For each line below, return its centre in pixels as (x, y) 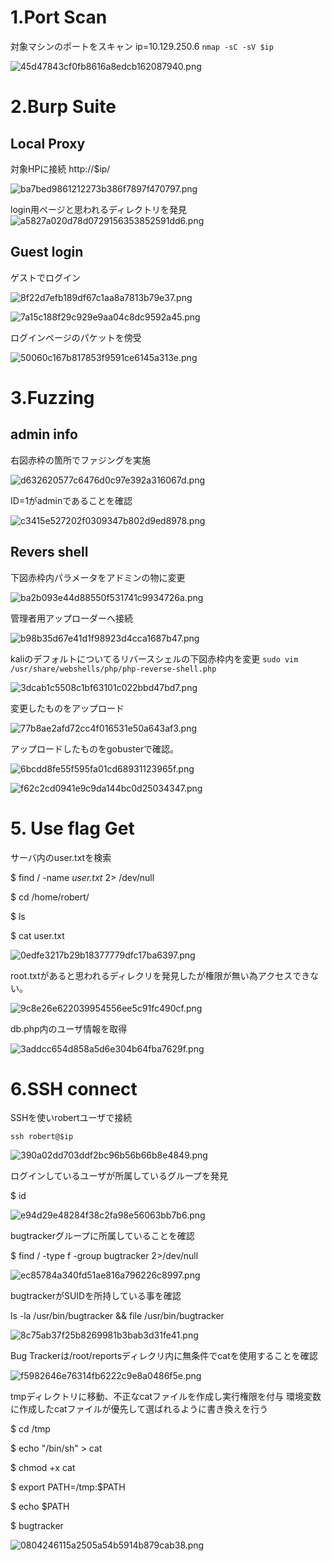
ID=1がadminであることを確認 (71, 500)
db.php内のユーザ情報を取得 (69, 1028)
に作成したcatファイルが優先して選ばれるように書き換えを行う (139, 1409)
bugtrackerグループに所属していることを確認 (102, 1236)
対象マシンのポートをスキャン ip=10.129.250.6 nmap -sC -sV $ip (142, 46)
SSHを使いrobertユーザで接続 (71, 1118)
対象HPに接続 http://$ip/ (60, 168)
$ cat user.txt (37, 935)
